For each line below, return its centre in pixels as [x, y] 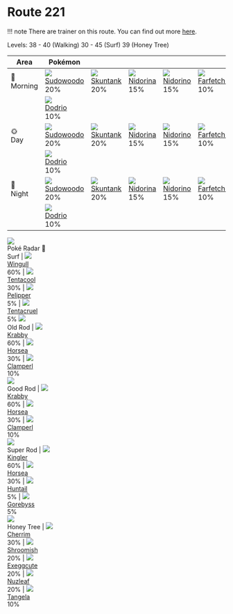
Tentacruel [23, 311]
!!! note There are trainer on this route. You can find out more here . [102, 31]
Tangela [19, 597]
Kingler [17, 457]
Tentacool [21, 280]
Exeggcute [23, 565]
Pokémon [64, 62]
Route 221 [36, 12]
